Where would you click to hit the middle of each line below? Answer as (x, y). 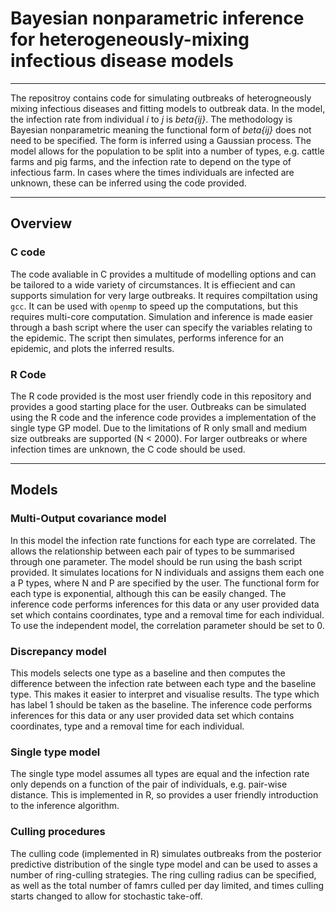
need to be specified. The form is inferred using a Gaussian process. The (161, 140)
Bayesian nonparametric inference (157, 18)
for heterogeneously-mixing (130, 39)
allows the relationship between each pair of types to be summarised (152, 551)
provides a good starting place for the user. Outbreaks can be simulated (158, 406)
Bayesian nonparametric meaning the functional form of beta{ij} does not (161, 129)
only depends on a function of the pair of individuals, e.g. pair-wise (149, 784)
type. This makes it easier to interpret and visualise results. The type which (165, 694)
